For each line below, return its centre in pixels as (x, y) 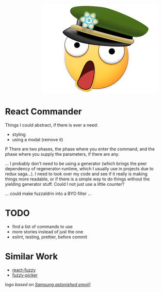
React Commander (44, 112)
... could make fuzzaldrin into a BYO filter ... (49, 194)
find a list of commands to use (42, 227)
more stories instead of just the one (48, 231)
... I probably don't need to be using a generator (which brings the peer (76, 163)
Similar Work (32, 257)
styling (19, 134)
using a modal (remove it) (38, 139)
